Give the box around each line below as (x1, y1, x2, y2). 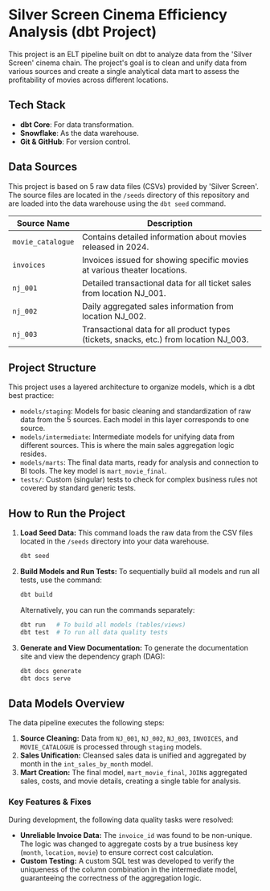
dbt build (19, 591, 54, 599)
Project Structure (8, 360, 96, 375)
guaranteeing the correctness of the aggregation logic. (19, 873, 202, 882)
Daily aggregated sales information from (81, 300, 235, 311)
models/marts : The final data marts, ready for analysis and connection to (19, 458, 260, 467)
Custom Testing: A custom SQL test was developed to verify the (19, 856, 235, 865)
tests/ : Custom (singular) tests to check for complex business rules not (19, 474, 258, 484)
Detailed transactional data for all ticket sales (81, 277, 252, 289)
